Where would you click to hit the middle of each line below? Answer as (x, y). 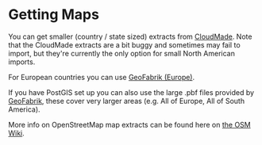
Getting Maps (54, 15)
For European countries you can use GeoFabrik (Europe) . (102, 77)
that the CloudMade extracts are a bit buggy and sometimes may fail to (124, 44)
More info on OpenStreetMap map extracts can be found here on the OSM (130, 124)
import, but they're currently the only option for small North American (122, 53)
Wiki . (17, 133)
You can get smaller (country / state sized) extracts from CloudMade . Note (130, 36)
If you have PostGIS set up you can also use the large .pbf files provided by (131, 92)
